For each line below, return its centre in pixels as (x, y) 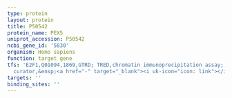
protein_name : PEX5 (35, 33)
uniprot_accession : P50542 (46, 39)
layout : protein (30, 20)
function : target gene (40, 59)
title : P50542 (28, 26)
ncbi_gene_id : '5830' (38, 46)
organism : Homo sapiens (41, 52)
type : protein (28, 13)
